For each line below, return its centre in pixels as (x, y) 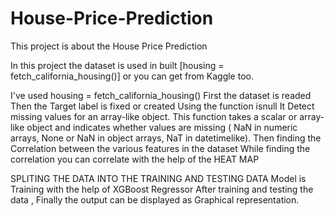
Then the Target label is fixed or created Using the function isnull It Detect (162, 106)
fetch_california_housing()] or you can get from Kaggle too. (132, 76)
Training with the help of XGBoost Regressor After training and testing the (162, 189)
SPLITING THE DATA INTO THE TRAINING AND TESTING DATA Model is (158, 178)
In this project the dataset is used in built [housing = (117, 65)
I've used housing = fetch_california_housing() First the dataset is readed (161, 95)
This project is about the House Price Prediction (109, 46)
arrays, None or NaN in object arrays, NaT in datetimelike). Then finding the (166, 138)
